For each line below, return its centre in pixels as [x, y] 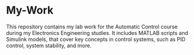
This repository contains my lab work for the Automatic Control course [92, 27]
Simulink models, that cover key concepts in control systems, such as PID [96, 39]
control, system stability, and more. [49, 46]
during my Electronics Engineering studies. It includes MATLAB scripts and [97, 33]
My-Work [30, 10]
